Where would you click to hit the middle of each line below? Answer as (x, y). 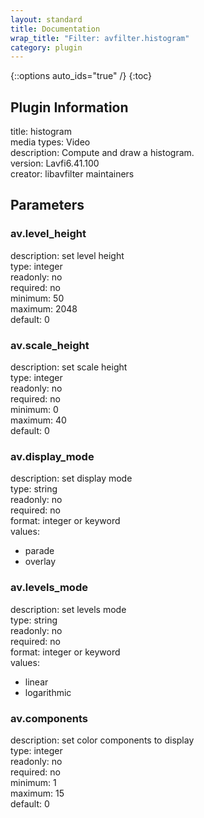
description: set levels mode (68, 609)
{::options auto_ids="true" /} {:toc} (81, 76)
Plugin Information (69, 107)
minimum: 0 (34, 410)
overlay (40, 562)
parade (39, 551)
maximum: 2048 (44, 308)
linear (36, 682)
